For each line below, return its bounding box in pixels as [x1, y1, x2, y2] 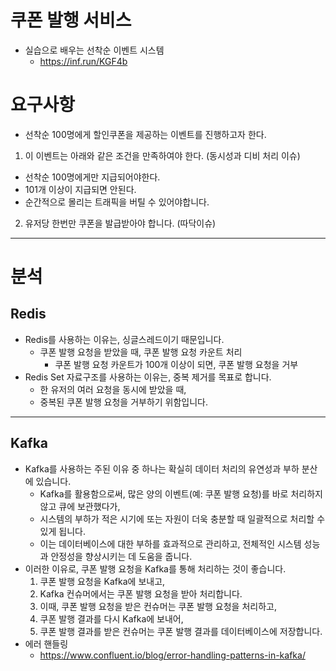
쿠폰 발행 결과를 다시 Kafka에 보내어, [39, 612, 184, 625]
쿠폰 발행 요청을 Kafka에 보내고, [39, 575, 166, 587]
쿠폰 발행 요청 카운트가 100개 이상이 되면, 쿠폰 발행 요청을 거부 [54, 358, 299, 370]
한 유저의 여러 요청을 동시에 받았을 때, [39, 383, 187, 395]
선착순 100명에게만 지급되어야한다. [24, 171, 161, 183]
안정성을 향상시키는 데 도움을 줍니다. [50, 550, 193, 562]
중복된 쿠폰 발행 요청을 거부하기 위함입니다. [39, 396, 209, 408]
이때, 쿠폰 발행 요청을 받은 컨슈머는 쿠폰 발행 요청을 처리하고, [39, 600, 277, 612]
